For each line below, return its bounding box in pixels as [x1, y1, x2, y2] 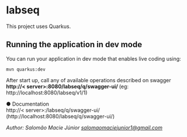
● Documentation [6, 100, 50, 107]
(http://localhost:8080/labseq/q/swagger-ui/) [6, 113, 115, 120]
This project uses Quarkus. [6, 23, 71, 30]
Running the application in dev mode [6, 40, 142, 50]
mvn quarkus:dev [6, 66, 46, 72]
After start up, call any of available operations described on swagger [6, 76, 171, 83]
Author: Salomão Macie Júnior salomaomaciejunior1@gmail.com [6, 124, 162, 131]
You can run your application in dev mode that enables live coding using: [6, 55, 181, 62]
